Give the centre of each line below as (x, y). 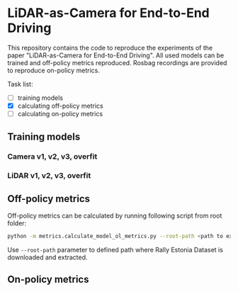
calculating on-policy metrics (60, 114)
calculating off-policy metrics (61, 106)
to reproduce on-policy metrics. (54, 70)
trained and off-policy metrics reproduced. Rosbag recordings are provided (117, 62)
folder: (17, 223)
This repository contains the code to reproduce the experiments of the (110, 47)
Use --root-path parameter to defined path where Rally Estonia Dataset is (115, 250)
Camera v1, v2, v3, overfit (52, 157)
